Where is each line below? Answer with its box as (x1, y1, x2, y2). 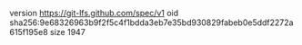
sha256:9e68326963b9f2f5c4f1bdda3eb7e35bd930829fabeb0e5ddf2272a (9, 17, 294, 28)
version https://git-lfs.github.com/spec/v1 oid (9, 8, 179, 18)
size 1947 (49, 27, 86, 37)
